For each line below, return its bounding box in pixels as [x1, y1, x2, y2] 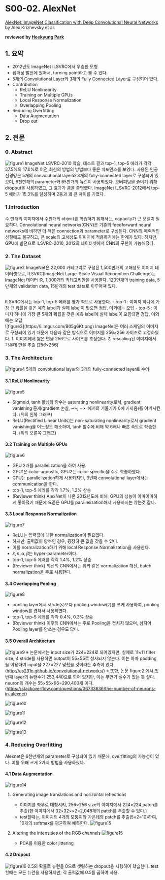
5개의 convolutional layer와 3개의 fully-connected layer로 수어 [26, 366, 149, 372]
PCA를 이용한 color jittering [19, 840, 74, 846]
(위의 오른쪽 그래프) [19, 429, 57, 436]
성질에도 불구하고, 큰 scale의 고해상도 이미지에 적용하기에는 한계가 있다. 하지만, [5, 234, 158, 240]
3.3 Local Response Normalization [5, 511, 77, 517]
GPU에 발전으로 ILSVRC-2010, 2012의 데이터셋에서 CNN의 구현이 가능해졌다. [5, 240, 155, 246]
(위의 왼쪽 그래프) [19, 411, 53, 417]
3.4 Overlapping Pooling [5, 581, 56, 587]
